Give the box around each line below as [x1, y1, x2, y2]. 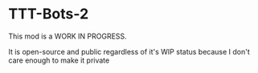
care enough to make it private [8, 55, 110, 65]
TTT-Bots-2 [8, 5, 89, 23]
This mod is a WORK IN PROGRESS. [8, 31, 127, 41]
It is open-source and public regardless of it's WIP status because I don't [8, 47, 251, 56]
